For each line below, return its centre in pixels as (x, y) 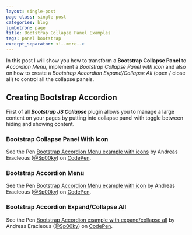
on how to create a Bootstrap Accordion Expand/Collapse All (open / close (96, 73)
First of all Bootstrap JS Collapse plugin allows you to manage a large (90, 111)
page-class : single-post (36, 17)
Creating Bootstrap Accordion (62, 98)
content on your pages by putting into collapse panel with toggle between (95, 118)
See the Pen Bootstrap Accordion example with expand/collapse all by (90, 220)
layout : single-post (31, 11)
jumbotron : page (26, 28)
